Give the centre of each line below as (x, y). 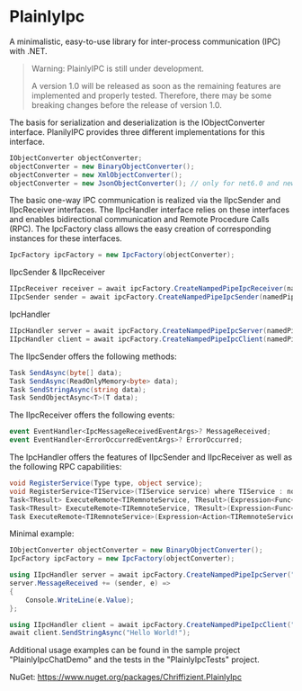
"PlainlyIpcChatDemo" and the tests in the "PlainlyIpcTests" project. (135, 660)
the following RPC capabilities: (66, 467)
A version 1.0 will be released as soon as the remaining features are (156, 85)
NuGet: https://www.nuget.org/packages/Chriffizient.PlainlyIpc (126, 678)
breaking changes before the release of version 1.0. (126, 104)
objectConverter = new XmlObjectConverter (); (96, 175)
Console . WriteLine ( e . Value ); (80, 600)
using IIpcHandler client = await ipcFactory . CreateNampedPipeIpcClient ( (151, 624)
